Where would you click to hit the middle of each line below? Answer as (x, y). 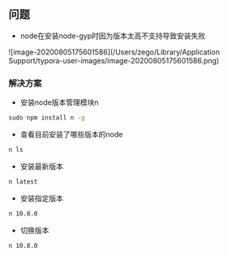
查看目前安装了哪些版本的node (71, 134)
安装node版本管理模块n (59, 102)
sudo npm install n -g (47, 118)
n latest (23, 181)
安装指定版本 (41, 198)
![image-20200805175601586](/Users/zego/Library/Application (114, 52)
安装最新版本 (41, 166)
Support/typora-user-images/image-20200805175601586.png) (114, 60)
